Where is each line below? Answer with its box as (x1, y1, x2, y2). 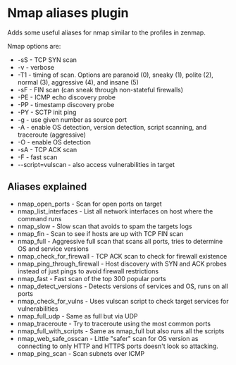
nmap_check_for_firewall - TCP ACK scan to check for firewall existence (17, 252, 228, 260)
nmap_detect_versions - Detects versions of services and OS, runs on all (17, 282, 228, 290)
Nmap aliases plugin (7, 5, 129, 21)
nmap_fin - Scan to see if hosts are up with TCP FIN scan (17, 229, 184, 237)
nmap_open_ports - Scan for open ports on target (17, 199, 162, 208)
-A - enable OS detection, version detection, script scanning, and (17, 123, 207, 131)
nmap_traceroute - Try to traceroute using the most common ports (17, 319, 211, 328)
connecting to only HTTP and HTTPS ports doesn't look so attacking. (17, 342, 218, 350)
